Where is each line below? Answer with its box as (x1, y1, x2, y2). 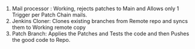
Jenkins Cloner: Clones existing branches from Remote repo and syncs (11, 18, 188, 24)
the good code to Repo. (11, 37, 71, 43)
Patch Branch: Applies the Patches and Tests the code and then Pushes (11, 30, 190, 37)
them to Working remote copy (11, 24, 86, 31)
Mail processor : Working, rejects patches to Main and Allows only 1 (11, 5, 179, 12)
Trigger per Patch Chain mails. (11, 11, 88, 18)
